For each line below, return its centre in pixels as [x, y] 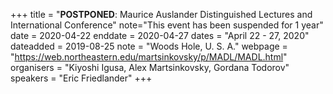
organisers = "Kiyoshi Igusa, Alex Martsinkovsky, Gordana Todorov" [150, 67]
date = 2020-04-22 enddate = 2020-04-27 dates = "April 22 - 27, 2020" [160, 35]
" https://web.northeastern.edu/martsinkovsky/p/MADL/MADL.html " [149, 57]
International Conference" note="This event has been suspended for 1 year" [167, 25]
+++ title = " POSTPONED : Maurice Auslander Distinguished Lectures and [161, 14]
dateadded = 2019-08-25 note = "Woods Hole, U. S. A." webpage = [149, 46]
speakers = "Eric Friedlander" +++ [81, 78]
